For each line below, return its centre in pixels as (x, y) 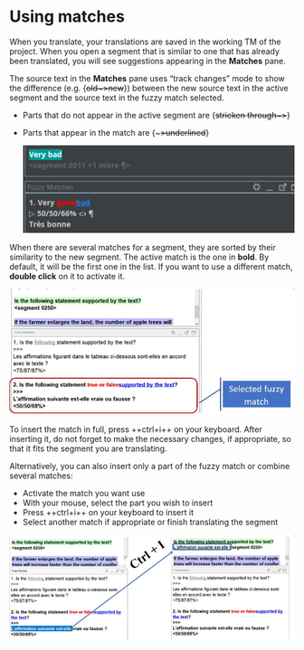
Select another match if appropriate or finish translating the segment (150, 522)
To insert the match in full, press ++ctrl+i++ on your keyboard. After (136, 429)
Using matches (67, 17)
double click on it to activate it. (67, 276)
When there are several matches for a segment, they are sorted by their (142, 247)
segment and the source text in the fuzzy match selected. (117, 98)
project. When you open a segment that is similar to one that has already (145, 51)
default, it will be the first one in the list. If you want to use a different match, (151, 266)
